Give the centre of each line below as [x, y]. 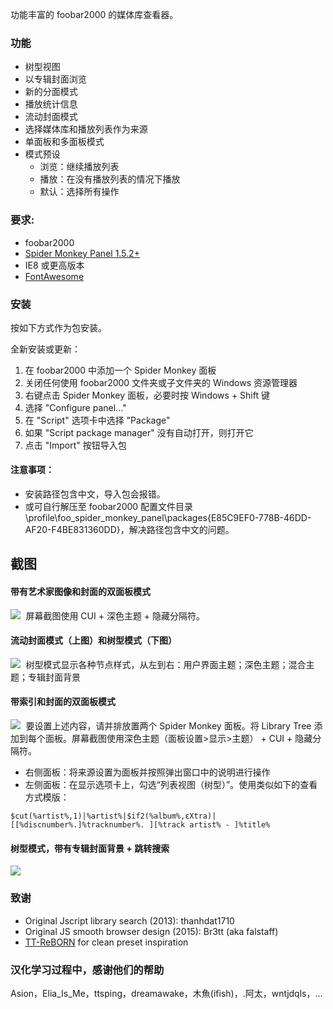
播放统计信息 [51, 104]
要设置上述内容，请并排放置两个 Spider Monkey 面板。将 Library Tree [168, 726]
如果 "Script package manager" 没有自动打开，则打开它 [139, 432]
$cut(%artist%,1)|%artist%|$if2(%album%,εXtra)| [113, 816]
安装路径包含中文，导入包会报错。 [95, 494]
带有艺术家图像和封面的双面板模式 [80, 592]
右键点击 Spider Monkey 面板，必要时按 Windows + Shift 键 [147, 395]
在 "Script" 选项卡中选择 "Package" [97, 420]
